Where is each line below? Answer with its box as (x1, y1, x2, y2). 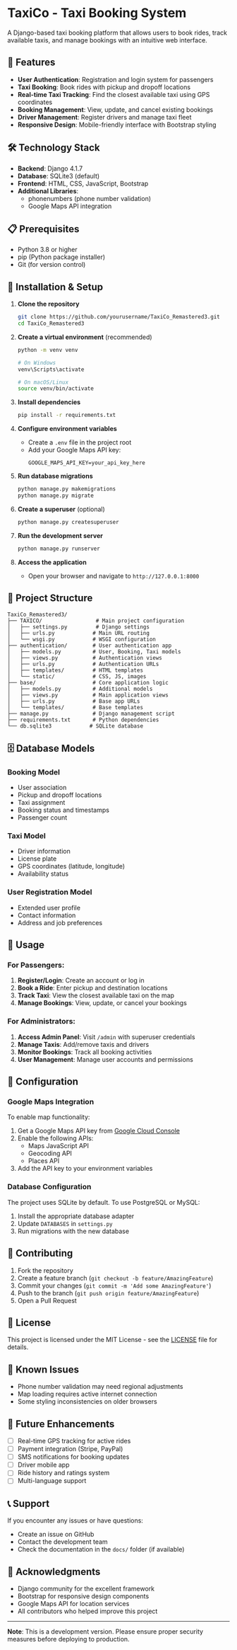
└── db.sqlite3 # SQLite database (7, 722, 143, 730)
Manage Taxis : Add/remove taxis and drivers (17, 1040, 150, 1048)
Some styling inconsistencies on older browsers (17, 1397, 157, 1406)
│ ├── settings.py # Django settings (7, 623, 150, 631)
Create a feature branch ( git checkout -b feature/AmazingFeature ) (17, 1273, 214, 1282)
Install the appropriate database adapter (17, 1212, 135, 1220)
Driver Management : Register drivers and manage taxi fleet (17, 113, 192, 121)
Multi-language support (17, 1477, 87, 1485)
